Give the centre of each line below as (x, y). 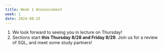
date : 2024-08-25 (23, 18)
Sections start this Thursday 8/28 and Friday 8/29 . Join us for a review (85, 37)
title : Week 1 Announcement (34, 9)
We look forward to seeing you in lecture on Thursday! (67, 33)
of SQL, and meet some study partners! (52, 43)
